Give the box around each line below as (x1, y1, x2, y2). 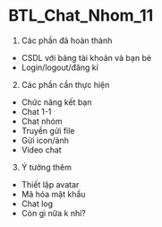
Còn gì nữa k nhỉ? (21, 207, 87, 218)
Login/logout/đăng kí (21, 62, 99, 73)
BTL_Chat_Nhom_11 (8, 5, 154, 26)
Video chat (21, 144, 62, 155)
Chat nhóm (21, 116, 63, 127)
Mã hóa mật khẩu (21, 188, 86, 199)
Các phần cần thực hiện (21, 79, 110, 90)
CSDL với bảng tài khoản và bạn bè (21, 52, 152, 63)
